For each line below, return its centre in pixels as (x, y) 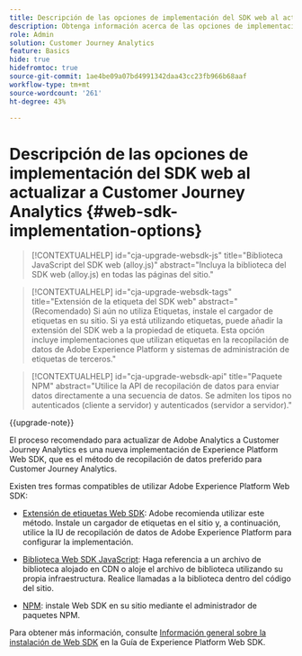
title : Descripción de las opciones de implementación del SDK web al (144, 18)
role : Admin (31, 34)
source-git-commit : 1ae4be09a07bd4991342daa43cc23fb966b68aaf (128, 77)
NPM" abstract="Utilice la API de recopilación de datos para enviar (155, 386)
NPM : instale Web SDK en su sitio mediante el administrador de (140, 606)
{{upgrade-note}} (42, 423)
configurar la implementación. (78, 542)
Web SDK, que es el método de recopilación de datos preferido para (136, 460)
